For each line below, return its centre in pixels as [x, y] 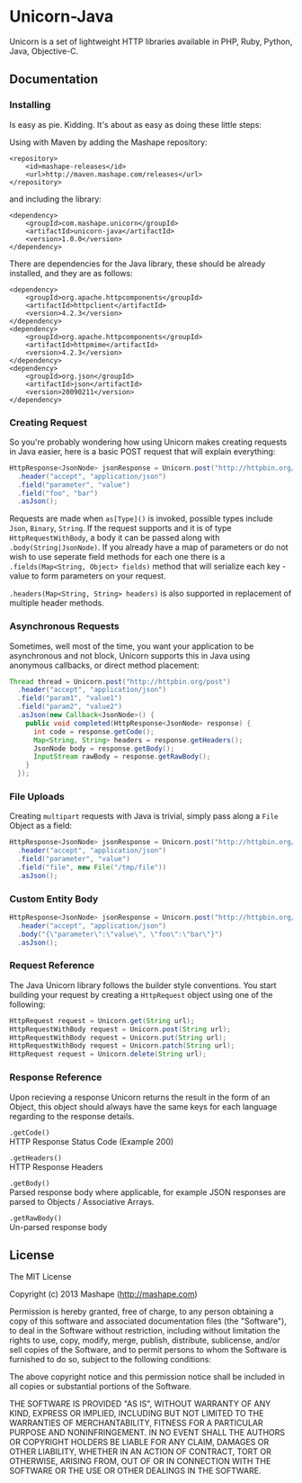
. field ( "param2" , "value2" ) [70, 707]
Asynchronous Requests [64, 626]
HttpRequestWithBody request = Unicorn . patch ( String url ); [122, 1046]
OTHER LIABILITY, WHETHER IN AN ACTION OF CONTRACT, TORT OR [140, 1452]
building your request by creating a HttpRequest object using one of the [141, 994]
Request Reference [52, 966]
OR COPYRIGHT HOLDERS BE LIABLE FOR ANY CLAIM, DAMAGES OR [139, 1443]
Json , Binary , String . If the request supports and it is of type [120, 528]
